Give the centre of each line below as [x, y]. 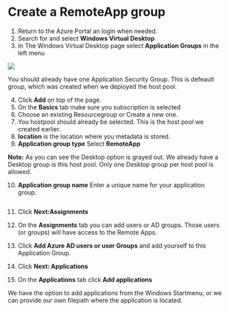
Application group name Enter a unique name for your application [111, 185]
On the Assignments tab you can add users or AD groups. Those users [119, 225]
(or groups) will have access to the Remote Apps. [87, 232]
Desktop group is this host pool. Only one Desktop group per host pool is [111, 164]
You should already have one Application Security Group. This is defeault [111, 79]
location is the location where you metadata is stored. [94, 136]
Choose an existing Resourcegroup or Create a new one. [98, 114]
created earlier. [39, 129]
